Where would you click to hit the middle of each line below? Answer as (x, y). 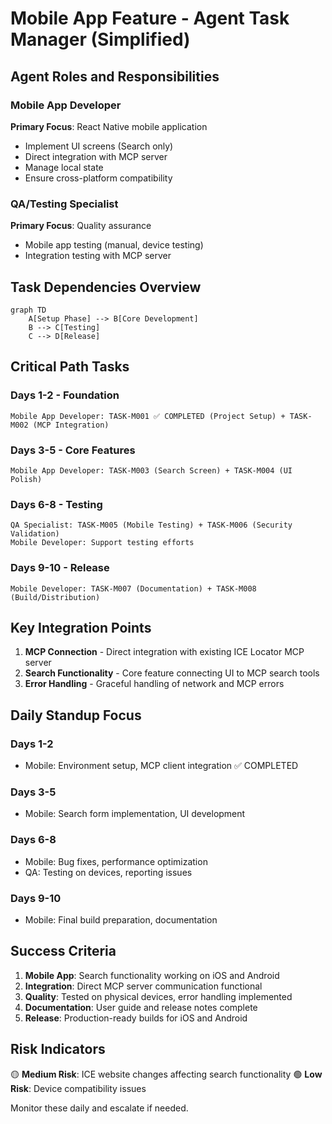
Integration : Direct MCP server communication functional (143, 986)
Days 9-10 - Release (60, 568)
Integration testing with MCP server (98, 256)
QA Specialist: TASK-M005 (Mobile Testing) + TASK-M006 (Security (151, 525)
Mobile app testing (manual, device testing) (114, 245)
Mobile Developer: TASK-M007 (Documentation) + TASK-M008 (133, 588)
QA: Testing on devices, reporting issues (108, 872)
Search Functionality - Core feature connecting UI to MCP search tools (172, 673)
